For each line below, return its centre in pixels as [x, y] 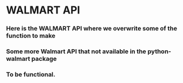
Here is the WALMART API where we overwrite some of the [92, 29]
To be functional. [31, 74]
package [44, 59]
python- [159, 51]
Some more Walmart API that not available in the [76, 51]
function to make [31, 36]
